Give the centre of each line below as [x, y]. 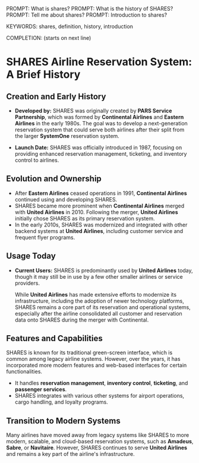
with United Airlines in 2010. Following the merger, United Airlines [96, 212]
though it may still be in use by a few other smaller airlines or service [99, 276]
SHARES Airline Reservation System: [99, 62]
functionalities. [24, 371]
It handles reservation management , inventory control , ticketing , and [101, 383]
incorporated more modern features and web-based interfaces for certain [97, 366]
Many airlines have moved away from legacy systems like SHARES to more [98, 435]
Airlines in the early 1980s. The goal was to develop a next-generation [101, 123]
